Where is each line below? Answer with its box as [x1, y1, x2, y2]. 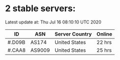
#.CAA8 [7, 47, 26, 54]
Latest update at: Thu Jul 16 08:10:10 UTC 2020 [5, 19, 102, 25]
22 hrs [96, 39, 112, 45]
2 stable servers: [5, 3, 76, 14]
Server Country [55, 30, 92, 37]
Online [96, 30, 113, 37]
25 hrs [96, 47, 112, 54]
